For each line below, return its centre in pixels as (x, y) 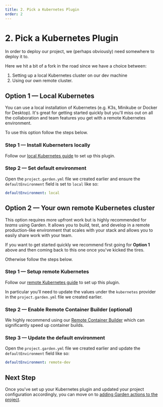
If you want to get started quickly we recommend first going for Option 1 (77, 245)
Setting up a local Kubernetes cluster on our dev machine (70, 75)
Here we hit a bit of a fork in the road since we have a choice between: (76, 66)
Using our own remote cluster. (42, 81)
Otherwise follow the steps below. (39, 259)
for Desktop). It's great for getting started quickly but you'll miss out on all (79, 113)
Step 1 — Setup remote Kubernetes (47, 271)
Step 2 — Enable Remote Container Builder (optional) (69, 309)
